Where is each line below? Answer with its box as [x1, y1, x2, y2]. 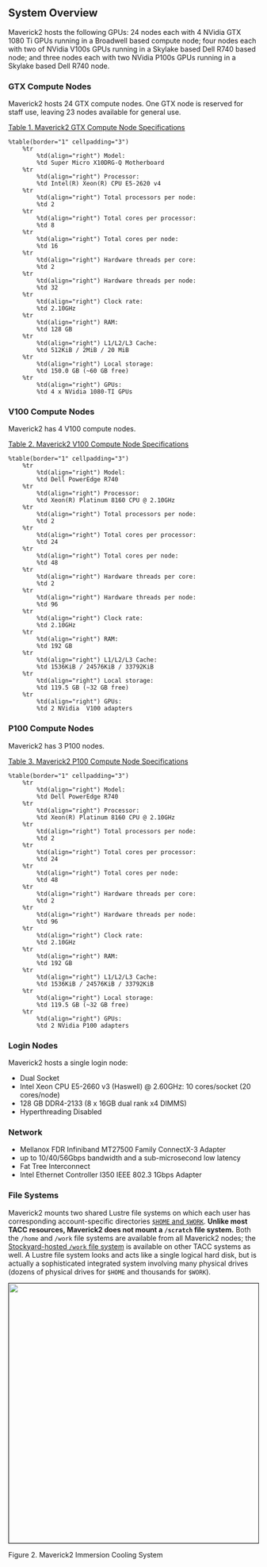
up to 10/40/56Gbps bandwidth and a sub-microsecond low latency [19, 1153, 242, 1163]
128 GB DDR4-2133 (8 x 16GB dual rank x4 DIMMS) [19, 1098, 188, 1108]
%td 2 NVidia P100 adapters [36, 1021, 129, 1029]
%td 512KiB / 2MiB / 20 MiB [36, 347, 129, 354]
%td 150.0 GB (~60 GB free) [36, 367, 129, 375]
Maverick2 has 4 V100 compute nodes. [8, 424, 136, 434]
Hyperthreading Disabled [19, 1107, 102, 1117]
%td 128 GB [36, 325, 73, 334]
